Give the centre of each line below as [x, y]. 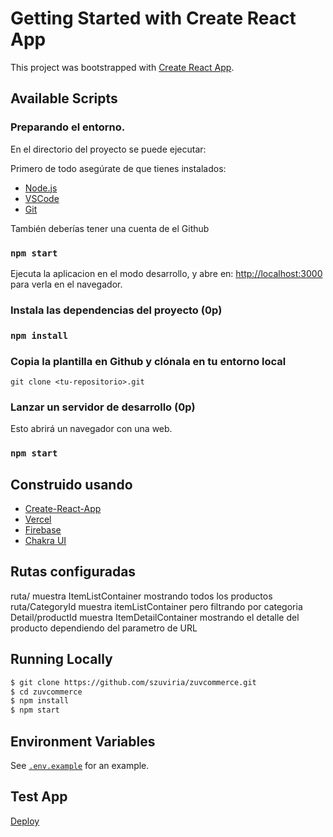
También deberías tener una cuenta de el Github [110, 228]
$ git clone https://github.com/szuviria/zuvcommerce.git [133, 682]
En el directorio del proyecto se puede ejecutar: [108, 149]
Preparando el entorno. [68, 127]
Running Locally [61, 659]
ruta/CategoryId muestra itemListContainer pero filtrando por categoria [156, 606]
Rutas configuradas [73, 572]
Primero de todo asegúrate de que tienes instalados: [118, 168]
